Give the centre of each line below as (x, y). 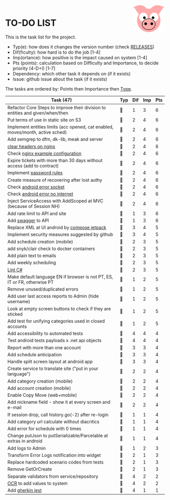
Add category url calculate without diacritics (53, 422)
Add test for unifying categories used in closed (56, 321)
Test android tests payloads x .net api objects (54, 341)
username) (19, 302)
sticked (15, 314)
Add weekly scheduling (32, 263)
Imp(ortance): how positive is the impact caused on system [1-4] (80, 57)
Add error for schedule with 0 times (44, 429)
